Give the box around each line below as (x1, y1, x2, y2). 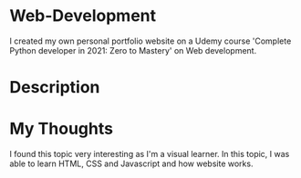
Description (9, 77, 100, 98)
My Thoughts (9, 119, 114, 139)
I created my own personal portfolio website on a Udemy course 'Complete (9, 35, 292, 46)
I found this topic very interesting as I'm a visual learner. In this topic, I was (9, 149, 290, 160)
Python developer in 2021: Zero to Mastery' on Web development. (9, 44, 257, 55)
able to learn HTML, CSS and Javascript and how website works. (9, 158, 254, 169)
